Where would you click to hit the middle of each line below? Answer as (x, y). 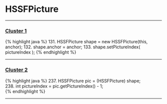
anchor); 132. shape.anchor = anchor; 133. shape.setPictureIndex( (73, 47)
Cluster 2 (17, 70)
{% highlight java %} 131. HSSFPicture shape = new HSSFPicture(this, (77, 42)
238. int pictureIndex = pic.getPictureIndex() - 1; (54, 86)
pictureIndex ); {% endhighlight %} (41, 52)
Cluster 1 (16, 31)
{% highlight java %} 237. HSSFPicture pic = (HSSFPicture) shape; (73, 81)
